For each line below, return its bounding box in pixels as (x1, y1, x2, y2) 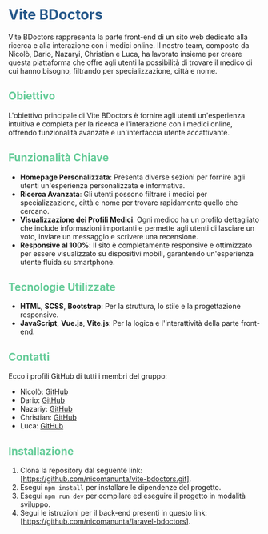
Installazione (8, 444, 74, 458)
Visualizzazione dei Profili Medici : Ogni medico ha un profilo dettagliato (19, 215, 260, 224)
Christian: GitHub (19, 412, 78, 422)
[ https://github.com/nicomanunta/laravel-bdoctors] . (19, 516, 191, 526)
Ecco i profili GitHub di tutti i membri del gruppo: (8, 371, 168, 381)
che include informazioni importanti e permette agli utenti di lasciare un (19, 223, 255, 233)
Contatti (8, 350, 50, 363)
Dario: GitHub (19, 395, 66, 405)
